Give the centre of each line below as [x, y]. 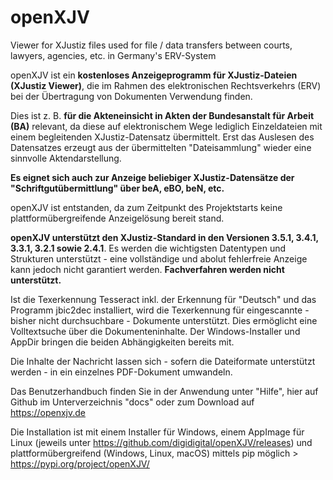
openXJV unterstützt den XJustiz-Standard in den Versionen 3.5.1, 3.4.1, [164, 237]
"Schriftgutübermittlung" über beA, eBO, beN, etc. [117, 188]
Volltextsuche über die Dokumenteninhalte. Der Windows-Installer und [155, 331]
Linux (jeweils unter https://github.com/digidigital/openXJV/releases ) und [161, 442]
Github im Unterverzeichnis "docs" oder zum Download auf [132, 402]
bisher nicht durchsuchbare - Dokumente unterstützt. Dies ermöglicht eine [164, 320]
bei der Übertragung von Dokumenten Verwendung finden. [131, 96]
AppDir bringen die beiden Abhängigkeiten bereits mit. [122, 342]
